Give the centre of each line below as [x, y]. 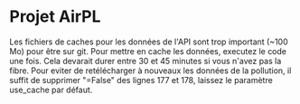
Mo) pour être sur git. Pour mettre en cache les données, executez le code [148, 51]
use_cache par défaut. [51, 90]
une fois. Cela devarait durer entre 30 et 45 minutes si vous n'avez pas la [145, 61]
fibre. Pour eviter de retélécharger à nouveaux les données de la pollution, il [150, 71]
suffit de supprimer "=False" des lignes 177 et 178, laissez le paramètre [141, 80]
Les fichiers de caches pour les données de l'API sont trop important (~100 [149, 42]
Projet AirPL [55, 17]
